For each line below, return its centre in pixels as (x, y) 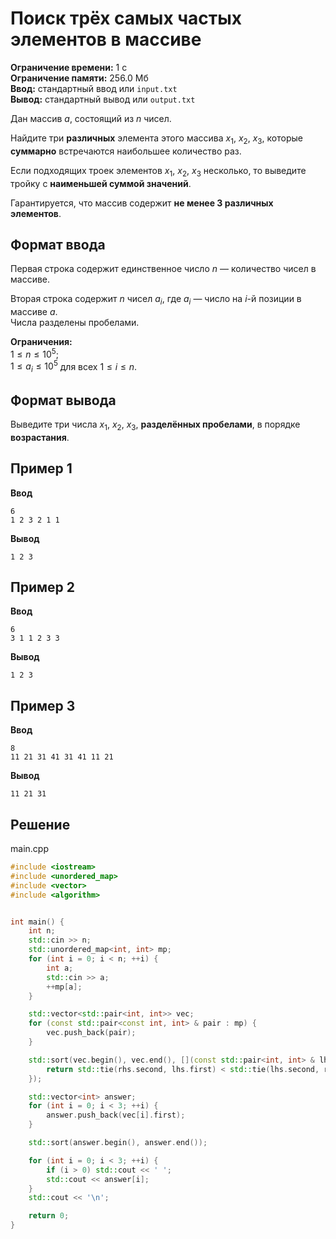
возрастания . (40, 437)
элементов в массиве (106, 39)
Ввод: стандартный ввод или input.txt (94, 88)
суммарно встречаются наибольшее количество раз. (126, 151)
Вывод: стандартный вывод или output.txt (103, 99)
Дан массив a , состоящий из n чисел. (91, 118)
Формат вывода (63, 400)
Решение (40, 824)
